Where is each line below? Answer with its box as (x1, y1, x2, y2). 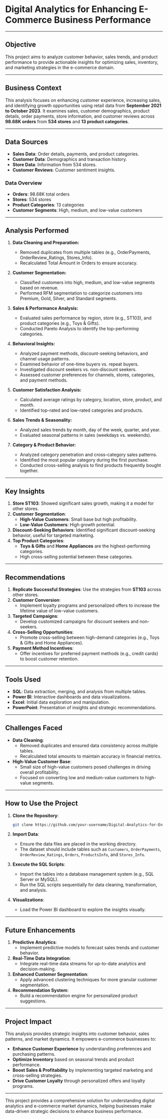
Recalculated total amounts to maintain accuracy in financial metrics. (19, 753, 161, 759)
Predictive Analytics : (12, 939, 57, 946)
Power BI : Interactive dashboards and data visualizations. (12, 694, 131, 700)
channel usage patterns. (19, 356, 70, 362)
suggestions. (19, 998, 47, 1004)
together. (19, 468, 39, 474)
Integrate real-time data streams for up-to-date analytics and (19, 961, 146, 967)
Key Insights (5, 487, 45, 496)
